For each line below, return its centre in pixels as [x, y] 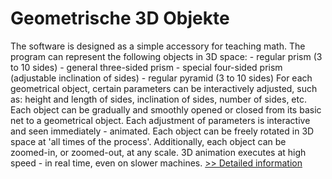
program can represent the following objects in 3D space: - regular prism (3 [166, 56]
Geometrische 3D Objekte [120, 18]
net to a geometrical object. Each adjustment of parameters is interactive [160, 120]
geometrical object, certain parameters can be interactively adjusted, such [164, 88]
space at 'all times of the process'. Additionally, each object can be [148, 141]
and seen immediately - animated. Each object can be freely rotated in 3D [162, 131]
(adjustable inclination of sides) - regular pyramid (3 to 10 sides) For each [161, 78]
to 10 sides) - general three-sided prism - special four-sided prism [146, 67]
